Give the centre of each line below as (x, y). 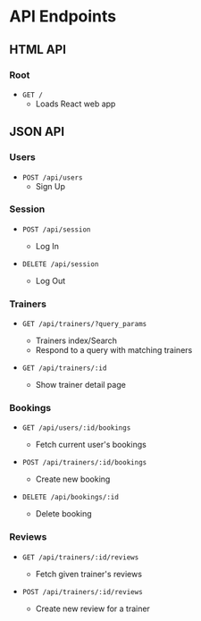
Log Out (50, 281)
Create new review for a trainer (92, 608)
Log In (47, 246)
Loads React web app (75, 104)
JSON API (37, 132)
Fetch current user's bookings (91, 445)
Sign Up (50, 186)
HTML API (38, 50)
